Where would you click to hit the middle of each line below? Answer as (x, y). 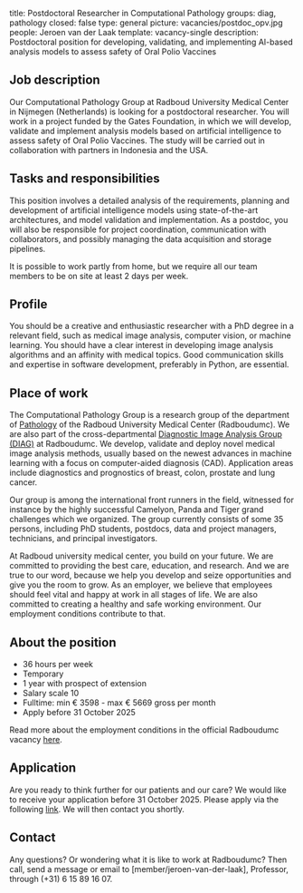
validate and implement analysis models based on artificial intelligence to (146, 131)
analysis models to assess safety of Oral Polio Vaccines (113, 52)
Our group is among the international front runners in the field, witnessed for (151, 500)
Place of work (49, 393)
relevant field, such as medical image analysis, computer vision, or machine (150, 335)
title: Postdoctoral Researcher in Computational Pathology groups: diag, (143, 13)
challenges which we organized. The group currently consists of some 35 (147, 519)
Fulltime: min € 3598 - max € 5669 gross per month (119, 703)
